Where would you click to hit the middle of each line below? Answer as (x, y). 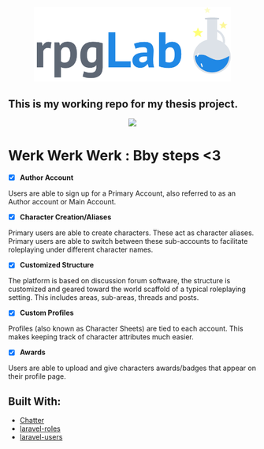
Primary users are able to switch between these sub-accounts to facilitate (128, 241)
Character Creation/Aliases (65, 217)
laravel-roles (40, 428)
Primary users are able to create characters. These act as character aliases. (131, 233)
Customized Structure (57, 265)
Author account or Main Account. (62, 202)
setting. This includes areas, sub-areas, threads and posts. (104, 297)
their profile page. (37, 376)
